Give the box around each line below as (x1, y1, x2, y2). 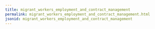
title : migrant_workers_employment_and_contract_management (5, 7, 131, 12)
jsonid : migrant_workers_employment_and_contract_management (5, 16, 133, 21)
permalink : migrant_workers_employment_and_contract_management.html (5, 12, 151, 17)
